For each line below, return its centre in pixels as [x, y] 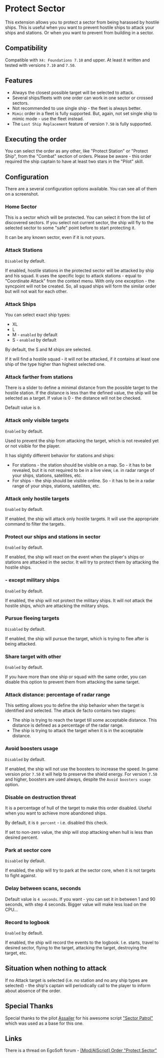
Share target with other [33, 656]
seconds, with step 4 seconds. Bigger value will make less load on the [76, 904]
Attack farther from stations [39, 377]
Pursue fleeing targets [32, 618]
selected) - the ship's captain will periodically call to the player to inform [78, 985]
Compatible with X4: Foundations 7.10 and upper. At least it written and [78, 60]
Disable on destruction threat [41, 797]
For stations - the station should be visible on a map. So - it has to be [82, 465]
